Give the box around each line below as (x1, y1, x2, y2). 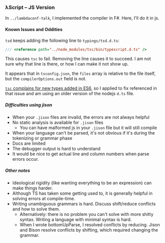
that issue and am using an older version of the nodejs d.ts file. (5, 91, 134, 97)
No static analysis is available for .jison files (12, 120, 104, 126)
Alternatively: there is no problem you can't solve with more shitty (19, 211, 154, 217)
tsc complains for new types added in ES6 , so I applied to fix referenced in (5, 85, 157, 91)
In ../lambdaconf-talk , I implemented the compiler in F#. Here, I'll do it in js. (5, 15, 160, 21)
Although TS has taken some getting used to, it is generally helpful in (12, 190, 153, 196)
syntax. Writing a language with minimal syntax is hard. (19, 216, 132, 223)
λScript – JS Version (5, 4, 55, 11)
